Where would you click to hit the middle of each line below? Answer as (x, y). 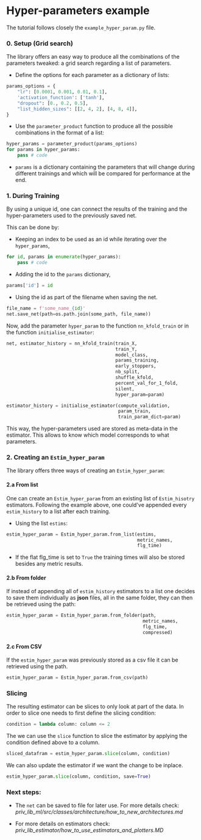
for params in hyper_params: (43, 150)
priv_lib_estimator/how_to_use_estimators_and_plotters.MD (89, 830)
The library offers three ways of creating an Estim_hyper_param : (86, 470)
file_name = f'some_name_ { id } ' (46, 309)
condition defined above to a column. (53, 742)
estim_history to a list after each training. (58, 511)
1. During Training (33, 196)
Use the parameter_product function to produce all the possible (94, 126)
